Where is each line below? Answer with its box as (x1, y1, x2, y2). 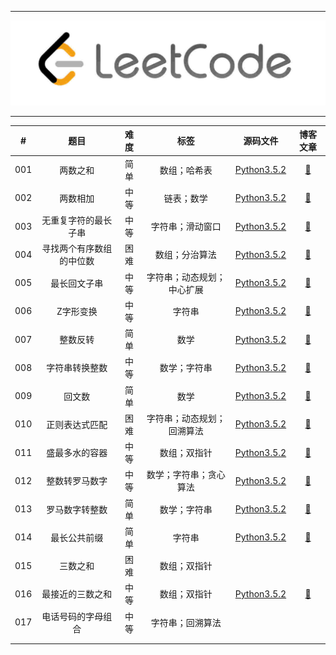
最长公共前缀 (50, 531, 104, 543)
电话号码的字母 (41, 610, 104, 622)
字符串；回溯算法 (150, 616, 222, 628)
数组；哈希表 (159, 164, 213, 176)
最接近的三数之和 (41, 588, 113, 600)
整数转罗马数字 (46, 475, 108, 487)
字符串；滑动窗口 (150, 221, 222, 233)
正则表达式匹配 (46, 418, 108, 430)
